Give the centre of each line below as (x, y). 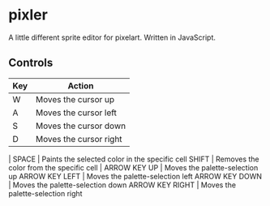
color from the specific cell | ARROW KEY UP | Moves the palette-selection (133, 167)
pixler (28, 15)
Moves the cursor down (81, 126)
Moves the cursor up (75, 99)
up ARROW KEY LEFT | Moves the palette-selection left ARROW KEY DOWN (135, 176)
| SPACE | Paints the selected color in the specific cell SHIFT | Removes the (134, 159)
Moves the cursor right (79, 139)
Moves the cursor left (76, 113)
